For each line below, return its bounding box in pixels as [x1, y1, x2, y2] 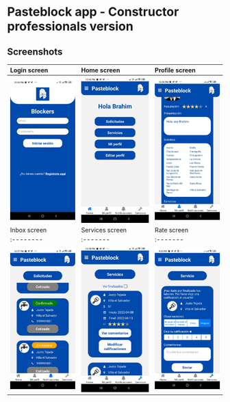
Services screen [81, 226, 127, 234]
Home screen [81, 66, 120, 74]
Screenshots [7, 46, 63, 57]
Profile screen [155, 66, 196, 74]
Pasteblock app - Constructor [7, 4, 179, 20]
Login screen [10, 66, 49, 74]
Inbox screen [10, 226, 47, 234]
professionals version [7, 18, 133, 34]
